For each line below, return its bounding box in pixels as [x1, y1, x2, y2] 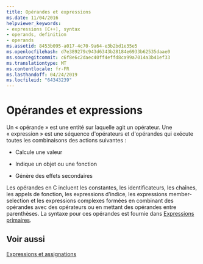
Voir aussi [6, 234, 45, 244]
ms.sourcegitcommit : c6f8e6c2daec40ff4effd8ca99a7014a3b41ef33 [6, 54, 171, 61]
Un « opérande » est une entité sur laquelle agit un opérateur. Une [6, 123, 173, 131]
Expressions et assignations [6, 250, 77, 257]
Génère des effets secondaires [15, 172, 93, 180]
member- [168, 191, 192, 198]
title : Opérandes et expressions [6, 9, 91, 15]
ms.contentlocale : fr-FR [6, 65, 69, 72]
